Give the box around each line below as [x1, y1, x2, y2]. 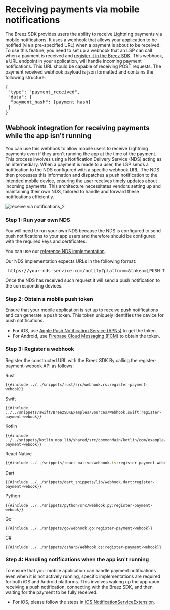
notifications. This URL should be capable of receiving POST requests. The [5, 63, 161, 69]
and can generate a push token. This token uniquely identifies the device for [5, 312, 164, 318]
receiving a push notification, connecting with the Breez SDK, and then [5, 584, 153, 590]
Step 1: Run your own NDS [5, 216, 70, 223]
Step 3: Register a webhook [5, 346, 74, 353]
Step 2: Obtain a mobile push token [5, 295, 93, 302]
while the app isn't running [5, 132, 92, 140]
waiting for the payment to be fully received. [5, 589, 98, 595]
